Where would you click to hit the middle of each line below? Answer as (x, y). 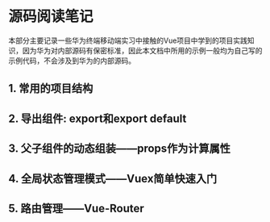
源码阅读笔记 (51, 17)
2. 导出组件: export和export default (98, 118)
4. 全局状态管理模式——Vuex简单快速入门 (113, 178)
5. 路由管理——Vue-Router (77, 208)
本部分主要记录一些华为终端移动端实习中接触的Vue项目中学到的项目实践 (128, 40)
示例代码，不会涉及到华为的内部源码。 (72, 61)
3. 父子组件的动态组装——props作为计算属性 (120, 149)
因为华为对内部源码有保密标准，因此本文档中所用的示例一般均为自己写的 (142, 50)
